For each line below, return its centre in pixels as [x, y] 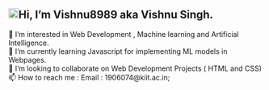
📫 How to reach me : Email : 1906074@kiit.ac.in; [89, 77]
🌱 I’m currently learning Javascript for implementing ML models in [118, 51]
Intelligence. [29, 43]
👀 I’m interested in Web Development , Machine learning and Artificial [124, 34]
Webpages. [27, 59]
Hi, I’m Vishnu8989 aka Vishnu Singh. [116, 15]
